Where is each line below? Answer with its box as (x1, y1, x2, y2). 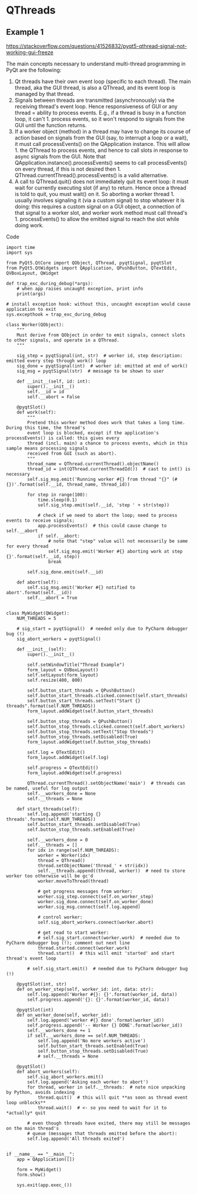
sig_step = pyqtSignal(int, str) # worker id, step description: (16, 353, 183, 359)
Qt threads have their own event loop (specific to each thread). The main (14, 78, 191, 85)
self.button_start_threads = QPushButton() (27, 688, 135, 694)
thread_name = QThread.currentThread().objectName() (27, 461, 159, 467)
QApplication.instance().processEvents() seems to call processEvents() (14, 160, 188, 166)
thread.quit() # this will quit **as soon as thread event (37, 1094, 188, 1100)
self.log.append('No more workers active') (37, 1038, 146, 1044)
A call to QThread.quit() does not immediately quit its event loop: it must (14, 178, 189, 185)
